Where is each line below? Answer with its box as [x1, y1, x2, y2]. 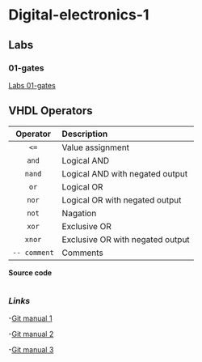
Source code [8, 267, 53, 277]
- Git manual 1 [8, 313, 53, 323]
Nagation [61, 207, 97, 219]
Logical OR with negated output [61, 194, 182, 206]
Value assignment [61, 142, 130, 153]
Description [61, 128, 108, 139]
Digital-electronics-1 [8, 6, 149, 24]
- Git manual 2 [8, 329, 54, 339]
